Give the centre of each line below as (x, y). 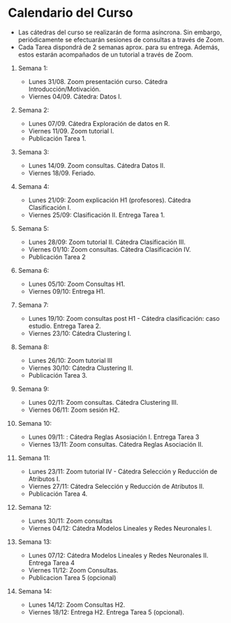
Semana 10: (35, 423)
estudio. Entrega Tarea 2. (65, 326)
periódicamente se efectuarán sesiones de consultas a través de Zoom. (121, 39)
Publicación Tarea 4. (58, 494)
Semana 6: (33, 270)
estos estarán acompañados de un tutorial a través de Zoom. (106, 55)
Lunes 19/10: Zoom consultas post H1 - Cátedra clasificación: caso (124, 318)
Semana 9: (33, 389)
